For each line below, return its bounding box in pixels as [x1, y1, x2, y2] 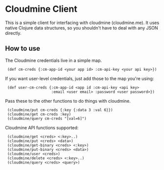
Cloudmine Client [5, 3, 78, 15]
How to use [5, 44, 40, 53]
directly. [5, 30, 22, 36]
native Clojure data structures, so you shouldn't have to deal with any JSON [5, 25, 158, 30]
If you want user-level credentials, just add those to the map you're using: [5, 75, 154, 82]
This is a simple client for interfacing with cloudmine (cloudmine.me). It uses [5, 20, 160, 26]
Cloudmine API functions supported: [5, 124, 79, 131]
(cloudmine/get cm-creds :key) [7, 112, 71, 116]
